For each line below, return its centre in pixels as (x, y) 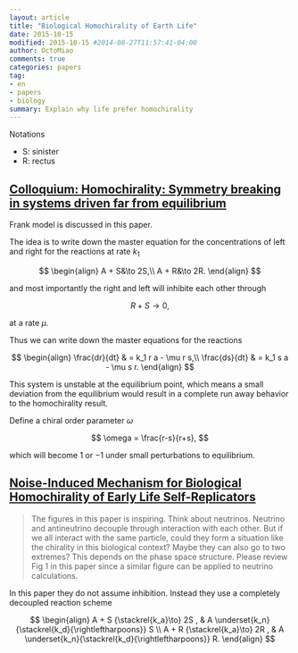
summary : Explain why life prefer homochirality (101, 109)
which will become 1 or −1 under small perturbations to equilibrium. (132, 455)
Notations (27, 134)
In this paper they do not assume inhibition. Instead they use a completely (145, 593)
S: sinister (41, 152)
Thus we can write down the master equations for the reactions (126, 339)
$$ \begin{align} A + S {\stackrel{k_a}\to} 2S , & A (121, 620)
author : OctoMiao (41, 51)
